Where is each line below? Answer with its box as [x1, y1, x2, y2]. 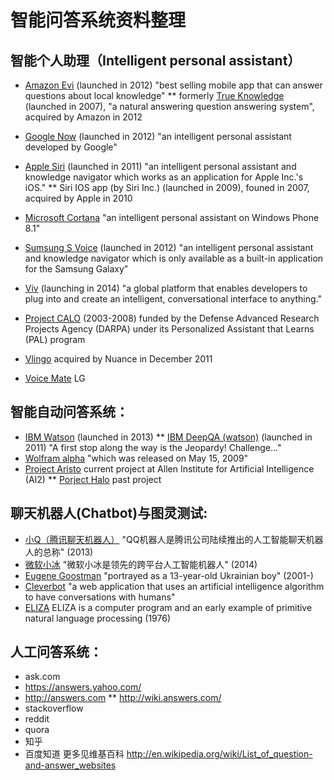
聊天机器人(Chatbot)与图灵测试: [10, 505, 208, 522]
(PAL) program [24, 334, 86, 345]
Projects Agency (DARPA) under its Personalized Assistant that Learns [24, 323, 315, 335]
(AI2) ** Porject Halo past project [24, 473, 162, 485]
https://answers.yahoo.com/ [24, 681, 142, 693]
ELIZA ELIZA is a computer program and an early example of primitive [24, 601, 313, 613]
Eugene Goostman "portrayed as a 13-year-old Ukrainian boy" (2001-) [24, 569, 314, 581]
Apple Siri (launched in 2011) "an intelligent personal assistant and [24, 161, 297, 172]
